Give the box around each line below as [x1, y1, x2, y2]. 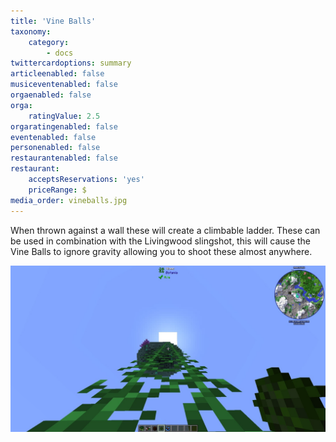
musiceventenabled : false [10, 80, 118, 90]
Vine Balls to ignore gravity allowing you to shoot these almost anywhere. [10, 245, 313, 257]
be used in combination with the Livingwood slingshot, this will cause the [10, 235, 312, 247]
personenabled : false [10, 143, 101, 153]
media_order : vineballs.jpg [10, 195, 128, 205]
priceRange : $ [28, 185, 87, 195]
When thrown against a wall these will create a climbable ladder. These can [10, 224, 321, 236]
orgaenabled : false [10, 90, 92, 100]
